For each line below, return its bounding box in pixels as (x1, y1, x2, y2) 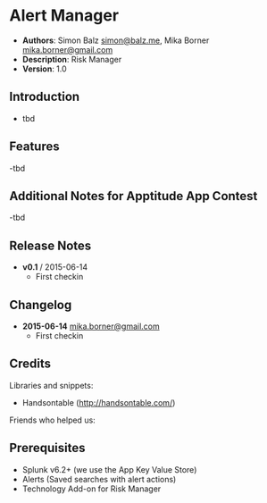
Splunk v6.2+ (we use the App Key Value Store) (21, 464, 197, 474)
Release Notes (9, 238, 92, 253)
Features (9, 139, 60, 155)
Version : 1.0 (21, 63, 67, 74)
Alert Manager (9, 5, 119, 26)
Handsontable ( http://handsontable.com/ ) (21, 397, 176, 407)
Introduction (9, 89, 80, 105)
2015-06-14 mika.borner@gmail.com (21, 321, 160, 331)
